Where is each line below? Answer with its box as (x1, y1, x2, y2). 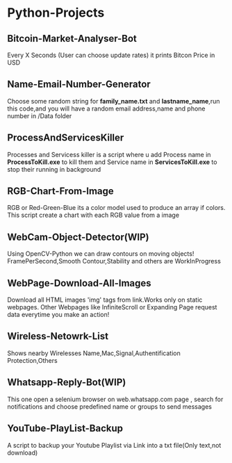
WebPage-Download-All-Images (7, 277, 151, 289)
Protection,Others (7, 356, 58, 364)
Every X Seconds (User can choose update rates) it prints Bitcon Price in (7, 51, 215, 59)
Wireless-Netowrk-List (7, 330, 109, 342)
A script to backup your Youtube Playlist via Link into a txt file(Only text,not (7, 441, 222, 449)
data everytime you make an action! (7, 311, 110, 319)
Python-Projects (7, 5, 105, 21)
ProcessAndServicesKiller (7, 132, 124, 144)
